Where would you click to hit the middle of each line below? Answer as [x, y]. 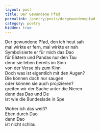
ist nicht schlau [20, 124]
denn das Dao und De [27, 94]
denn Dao [15, 119]
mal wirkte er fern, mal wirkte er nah [42, 47]
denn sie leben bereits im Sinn [36, 63]
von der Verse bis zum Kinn [33, 68]
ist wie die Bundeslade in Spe [35, 99]
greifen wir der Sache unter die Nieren [44, 89]
